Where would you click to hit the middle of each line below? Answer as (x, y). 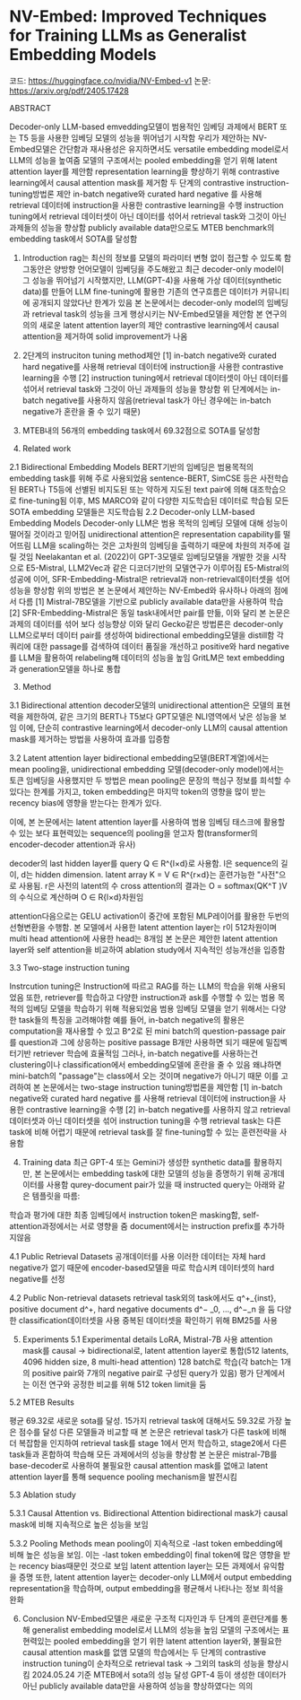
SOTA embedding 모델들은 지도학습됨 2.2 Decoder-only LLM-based (132, 511)
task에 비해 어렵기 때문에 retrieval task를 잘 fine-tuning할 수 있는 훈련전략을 (143, 1131)
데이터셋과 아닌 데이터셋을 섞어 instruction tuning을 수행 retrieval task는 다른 (146, 1120)
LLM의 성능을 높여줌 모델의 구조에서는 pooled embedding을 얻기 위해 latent (143, 160)
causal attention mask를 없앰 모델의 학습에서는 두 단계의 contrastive (144, 1652)
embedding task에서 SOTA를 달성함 (73, 239)
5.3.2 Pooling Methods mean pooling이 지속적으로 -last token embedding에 (146, 1543)
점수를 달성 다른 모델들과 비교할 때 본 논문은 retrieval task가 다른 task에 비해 (152, 1432)
